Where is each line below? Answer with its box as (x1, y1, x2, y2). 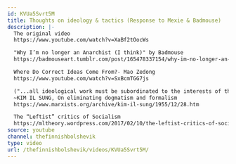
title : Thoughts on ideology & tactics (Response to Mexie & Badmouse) (7, 17, 221, 24)
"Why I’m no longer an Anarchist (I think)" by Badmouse (13, 49, 184, 56)
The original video (13, 30, 71, 37)
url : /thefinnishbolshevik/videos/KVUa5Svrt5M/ (7, 146, 150, 153)
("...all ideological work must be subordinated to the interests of (13, 87, 221, 95)
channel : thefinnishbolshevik (7, 133, 96, 140)
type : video (7, 139, 42, 146)
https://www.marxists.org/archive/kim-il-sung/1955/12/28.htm (13, 101, 199, 108)
